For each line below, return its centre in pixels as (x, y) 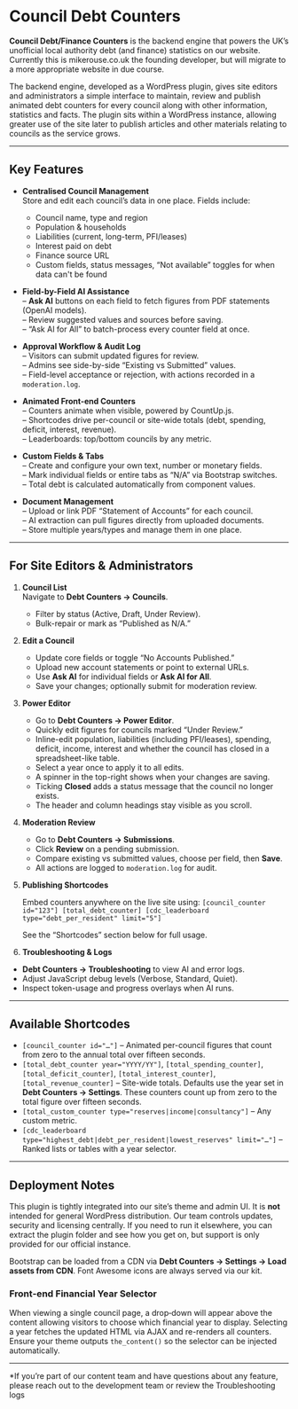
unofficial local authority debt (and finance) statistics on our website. (135, 50)
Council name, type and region (91, 217)
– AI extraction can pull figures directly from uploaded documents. (143, 520)
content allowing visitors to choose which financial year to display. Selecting (149, 1322)
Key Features (47, 170)
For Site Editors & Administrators (101, 566)
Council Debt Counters (95, 16)
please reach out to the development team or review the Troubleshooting (142, 1386)
